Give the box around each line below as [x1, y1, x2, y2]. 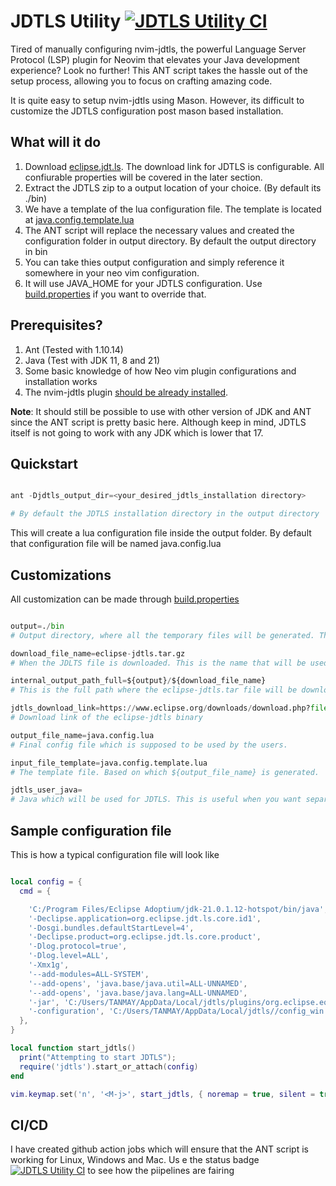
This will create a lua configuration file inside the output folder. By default [10, 527, 312, 539]
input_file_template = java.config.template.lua [10, 758, 208, 768]
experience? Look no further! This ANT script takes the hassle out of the [10, 64, 308, 76]
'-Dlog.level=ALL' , [28, 951, 110, 961]
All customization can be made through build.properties [10, 593, 240, 605]
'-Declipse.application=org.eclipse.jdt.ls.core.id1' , [28, 913, 262, 924]
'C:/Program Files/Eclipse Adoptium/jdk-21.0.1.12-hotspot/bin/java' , [28, 904, 329, 914]
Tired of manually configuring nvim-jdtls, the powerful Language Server [10, 43, 307, 55]
